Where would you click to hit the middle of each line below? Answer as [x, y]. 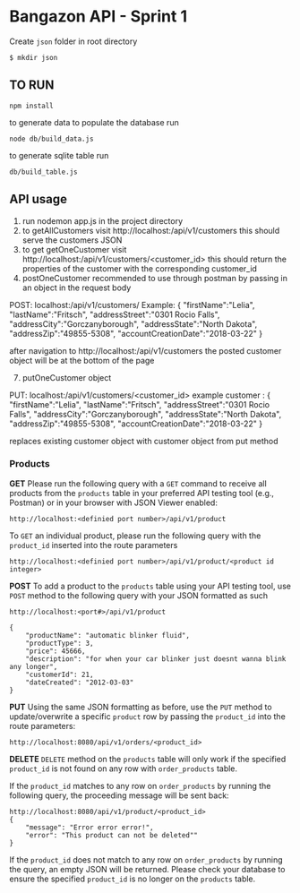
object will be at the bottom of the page [82, 360]
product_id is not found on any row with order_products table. [124, 768]
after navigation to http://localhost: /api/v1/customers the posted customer [146, 350]
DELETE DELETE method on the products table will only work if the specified [148, 759]
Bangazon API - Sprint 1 [99, 17]
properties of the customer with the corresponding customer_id [140, 268]
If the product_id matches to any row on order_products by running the [140, 786]
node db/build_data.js [51, 139]
